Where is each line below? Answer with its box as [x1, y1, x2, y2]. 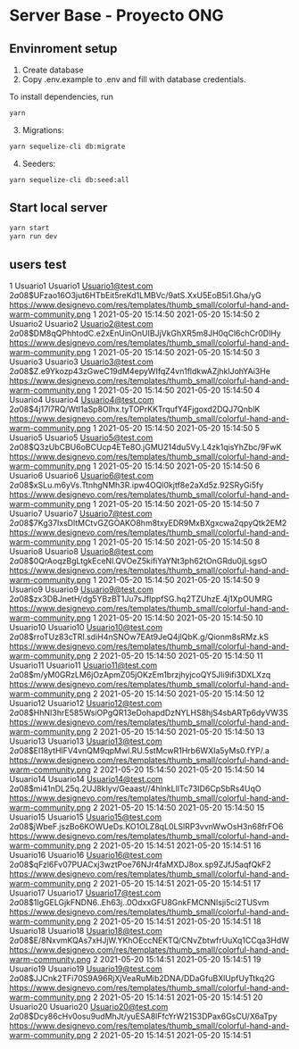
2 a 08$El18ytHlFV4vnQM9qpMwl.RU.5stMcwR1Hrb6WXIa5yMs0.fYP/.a [9, 745, 270, 755]
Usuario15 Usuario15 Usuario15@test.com [9, 812, 162, 822]
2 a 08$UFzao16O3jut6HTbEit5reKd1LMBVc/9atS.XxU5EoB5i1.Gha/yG [9, 290, 262, 300]
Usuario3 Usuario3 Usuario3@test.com [9, 356, 154, 367]
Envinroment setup [9, 41, 118, 56]
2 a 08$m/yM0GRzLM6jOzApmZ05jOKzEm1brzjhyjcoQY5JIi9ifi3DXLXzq [9, 670, 270, 679]
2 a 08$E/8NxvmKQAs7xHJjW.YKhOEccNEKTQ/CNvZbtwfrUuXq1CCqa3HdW [9, 935, 290, 945]
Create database [21, 64, 84, 75]
